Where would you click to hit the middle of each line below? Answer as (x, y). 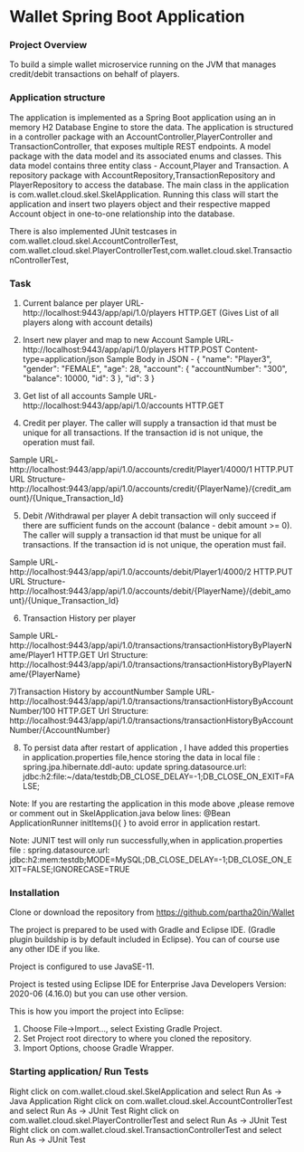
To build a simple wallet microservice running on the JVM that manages (143, 64)
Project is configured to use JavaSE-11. (82, 966)
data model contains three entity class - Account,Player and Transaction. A (149, 166)
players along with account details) (88, 322)
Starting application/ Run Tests (79, 1071)
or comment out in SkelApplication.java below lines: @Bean (120, 814)
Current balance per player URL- (83, 303)
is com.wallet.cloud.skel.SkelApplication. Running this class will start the (144, 194)
